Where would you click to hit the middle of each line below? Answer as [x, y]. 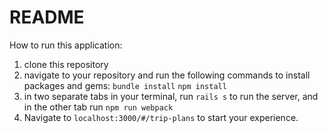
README [47, 17]
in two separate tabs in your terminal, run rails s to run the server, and [171, 96]
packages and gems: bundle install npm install [125, 85]
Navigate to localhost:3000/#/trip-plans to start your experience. [161, 117]
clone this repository [66, 64]
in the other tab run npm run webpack [98, 107]
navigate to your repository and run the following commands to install [167, 75]
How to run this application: [66, 45]
